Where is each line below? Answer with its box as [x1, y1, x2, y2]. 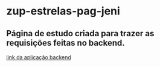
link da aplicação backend [6, 54, 71, 61]
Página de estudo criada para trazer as [6, 28, 155, 39]
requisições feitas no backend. [6, 37, 125, 48]
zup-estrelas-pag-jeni [6, 4, 121, 18]
